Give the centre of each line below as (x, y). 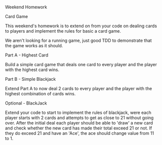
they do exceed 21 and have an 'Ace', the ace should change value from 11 (80, 133)
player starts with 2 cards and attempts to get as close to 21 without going (79, 118)
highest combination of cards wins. (40, 94)
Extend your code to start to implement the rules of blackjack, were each (78, 112)
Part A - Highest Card (27, 55)
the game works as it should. (34, 45)
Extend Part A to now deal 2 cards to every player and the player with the (79, 89)
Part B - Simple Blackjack (30, 79)
